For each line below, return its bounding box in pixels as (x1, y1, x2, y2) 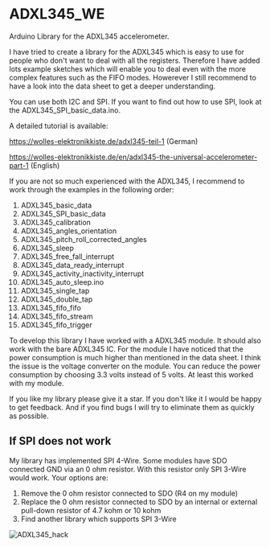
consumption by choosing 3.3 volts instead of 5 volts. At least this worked (9, 369, 254, 379)
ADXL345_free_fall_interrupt (20, 251, 115, 261)
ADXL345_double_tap (20, 294, 93, 304)
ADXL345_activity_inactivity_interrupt (20, 269, 145, 278)
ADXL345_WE (9, 5, 105, 23)
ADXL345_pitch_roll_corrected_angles (20, 234, 147, 244)
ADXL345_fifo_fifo (20, 302, 81, 312)
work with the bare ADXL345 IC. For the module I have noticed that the (9, 343, 243, 354)
